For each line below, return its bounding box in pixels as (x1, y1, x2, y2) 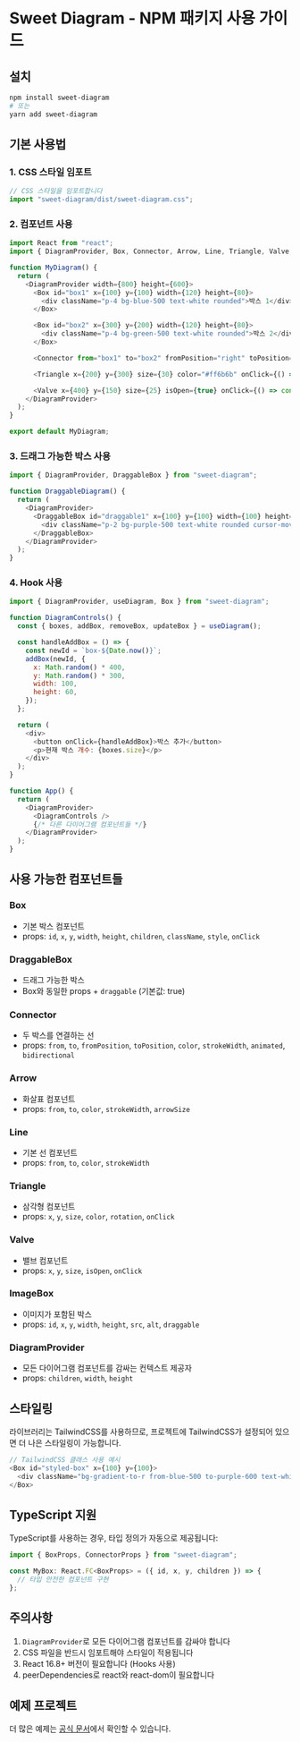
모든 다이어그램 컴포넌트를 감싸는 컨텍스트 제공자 (21, 1363, 192, 1373)
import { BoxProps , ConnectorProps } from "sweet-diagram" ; (9, 1551, 238, 1559)
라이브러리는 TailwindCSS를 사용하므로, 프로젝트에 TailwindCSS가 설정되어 (9, 1426, 274, 1437)
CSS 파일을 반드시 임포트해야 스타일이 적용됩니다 (21, 1647, 194, 1658)
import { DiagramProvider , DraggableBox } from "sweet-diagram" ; (9, 471, 257, 480)
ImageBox (9, 1287, 54, 1300)
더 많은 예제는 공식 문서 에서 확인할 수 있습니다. (9, 1723, 171, 1734)
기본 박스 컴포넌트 (21, 921, 85, 931)
